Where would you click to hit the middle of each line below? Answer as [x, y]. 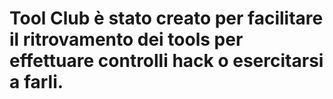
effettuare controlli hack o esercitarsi [166, 61]
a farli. [36, 82]
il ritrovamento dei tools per [126, 39]
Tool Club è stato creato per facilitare [166, 18]
